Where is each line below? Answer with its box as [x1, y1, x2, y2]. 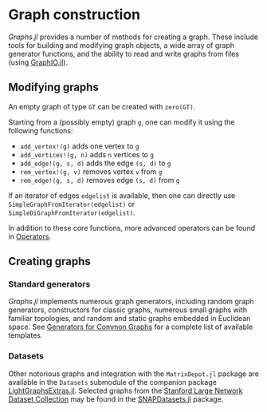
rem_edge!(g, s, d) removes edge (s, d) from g [19, 175, 180, 184]
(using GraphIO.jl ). [8, 57, 69, 67]
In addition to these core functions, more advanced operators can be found [8, 223, 256, 232]
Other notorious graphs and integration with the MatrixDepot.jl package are [8, 369, 259, 378]
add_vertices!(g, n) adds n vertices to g [19, 149, 154, 159]
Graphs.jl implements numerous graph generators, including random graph [8, 297, 254, 307]
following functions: [8, 125, 73, 135]
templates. [8, 331, 43, 340]
